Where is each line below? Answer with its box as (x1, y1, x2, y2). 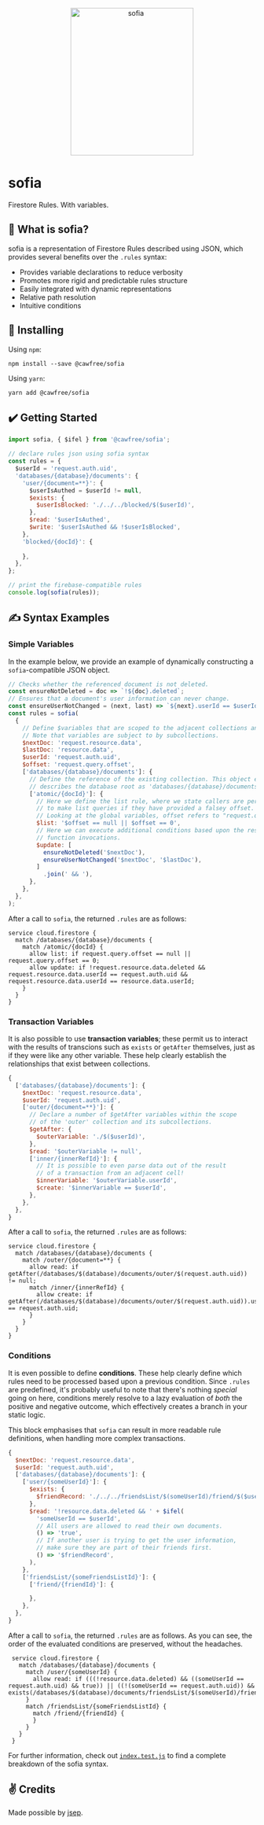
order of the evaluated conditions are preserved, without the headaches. (8, 1639, 244, 1648)
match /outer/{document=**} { (22, 1256, 122, 1264)
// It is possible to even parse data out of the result (36, 1162, 226, 1170)
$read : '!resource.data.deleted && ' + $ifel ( (28, 1507, 185, 1515)
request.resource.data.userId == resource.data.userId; (8, 977, 195, 985)
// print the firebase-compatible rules (8, 581, 143, 589)
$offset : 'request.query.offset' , (22, 761, 135, 769)
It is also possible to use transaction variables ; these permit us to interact (8, 1034, 248, 1043)
